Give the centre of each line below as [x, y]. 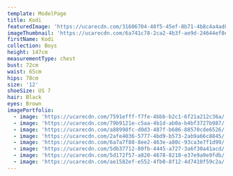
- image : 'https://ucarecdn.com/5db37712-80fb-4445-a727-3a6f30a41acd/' [121, 149]
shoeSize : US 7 [29, 91]
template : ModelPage [37, 14]
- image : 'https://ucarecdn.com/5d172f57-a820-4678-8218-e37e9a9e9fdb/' [121, 156]
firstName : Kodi [31, 39]
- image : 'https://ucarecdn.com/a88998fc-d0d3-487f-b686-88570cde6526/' [121, 130]
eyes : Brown [24, 104]
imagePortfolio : [31, 110]
